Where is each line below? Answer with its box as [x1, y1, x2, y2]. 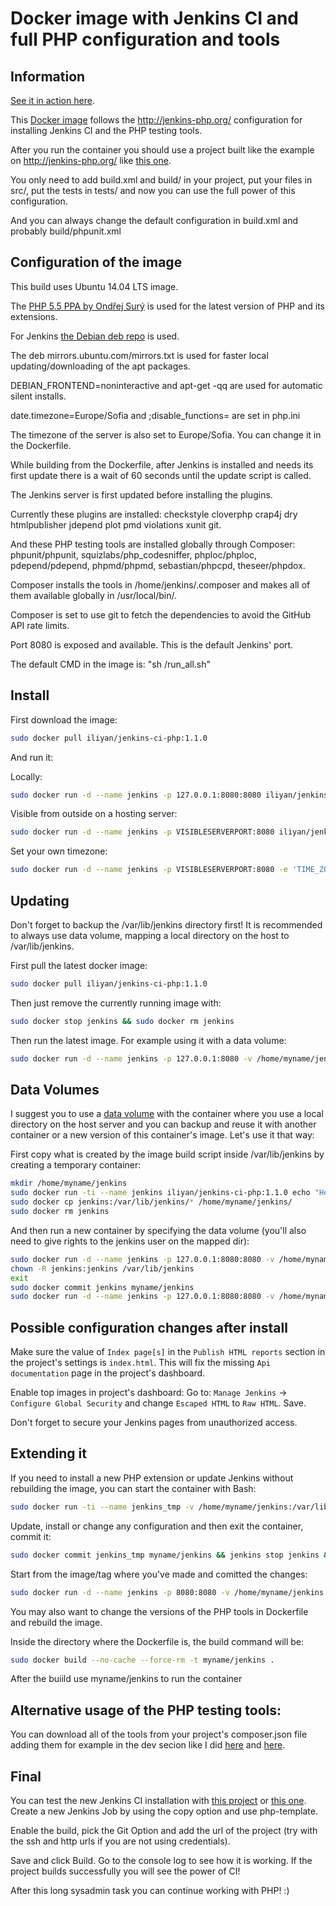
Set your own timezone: [10, 845, 108, 857]
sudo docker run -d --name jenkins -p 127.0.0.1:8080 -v [10, 1053, 253, 1064]
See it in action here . [10, 95, 95, 106]
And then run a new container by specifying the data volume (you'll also [10, 1224, 307, 1236]
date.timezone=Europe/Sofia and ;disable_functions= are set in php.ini [10, 409, 301, 421]
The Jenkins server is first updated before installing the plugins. [10, 488, 273, 501]
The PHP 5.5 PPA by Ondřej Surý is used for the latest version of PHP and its [10, 300, 326, 312]
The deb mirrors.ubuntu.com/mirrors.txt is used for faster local [10, 349, 269, 361]
